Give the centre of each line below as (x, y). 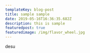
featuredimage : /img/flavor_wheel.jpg (45, 32)
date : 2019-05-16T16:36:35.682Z (38, 19)
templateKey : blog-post (30, 10)
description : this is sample (35, 23)
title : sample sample (27, 14)
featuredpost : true (25, 28)
